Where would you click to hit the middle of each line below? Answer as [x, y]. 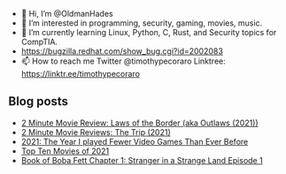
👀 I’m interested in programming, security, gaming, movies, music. [142, 23]
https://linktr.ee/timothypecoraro [81, 74]
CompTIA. [39, 42]
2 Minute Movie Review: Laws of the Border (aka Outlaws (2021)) [139, 123]
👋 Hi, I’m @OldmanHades [67, 14]
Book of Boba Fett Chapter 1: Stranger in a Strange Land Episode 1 [142, 160]
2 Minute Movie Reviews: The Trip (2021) [96, 132]
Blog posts [38, 102]
